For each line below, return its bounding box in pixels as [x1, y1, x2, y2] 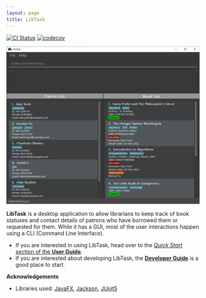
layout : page [6, 10, 40, 16]
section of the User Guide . [15, 248, 83, 256]
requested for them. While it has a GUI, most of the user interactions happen [6, 223, 199, 231]
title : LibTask [6, 16, 45, 23]
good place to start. [15, 261, 66, 269]
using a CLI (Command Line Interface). [6, 230, 104, 237]
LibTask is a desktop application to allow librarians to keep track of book [6, 210, 189, 218]
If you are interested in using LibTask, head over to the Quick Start [15, 242, 183, 249]
